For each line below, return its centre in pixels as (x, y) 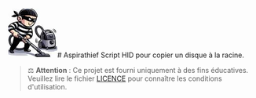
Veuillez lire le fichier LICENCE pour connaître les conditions (124, 78)
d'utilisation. (47, 87)
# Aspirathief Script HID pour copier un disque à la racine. (151, 55)
